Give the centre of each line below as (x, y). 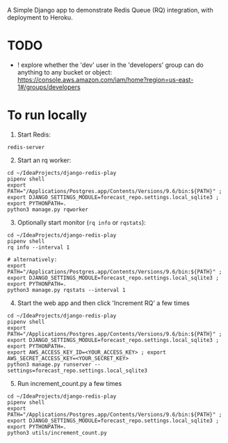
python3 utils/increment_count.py (57, 433)
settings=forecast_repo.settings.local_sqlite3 (78, 371)
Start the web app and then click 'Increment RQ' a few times (103, 303)
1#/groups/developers (49, 87)
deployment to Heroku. (40, 17)
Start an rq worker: (44, 160)
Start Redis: (34, 134)
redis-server (26, 147)
